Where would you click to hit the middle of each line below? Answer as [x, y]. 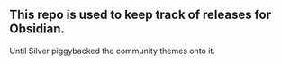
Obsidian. [37, 29]
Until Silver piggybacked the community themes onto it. [113, 51]
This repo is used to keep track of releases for [140, 15]
